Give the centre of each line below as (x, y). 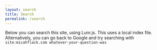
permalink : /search (25, 19)
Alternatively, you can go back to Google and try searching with (70, 38)
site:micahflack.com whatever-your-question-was (56, 43)
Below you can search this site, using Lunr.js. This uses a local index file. (79, 33)
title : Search (20, 14)
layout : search (21, 10)
